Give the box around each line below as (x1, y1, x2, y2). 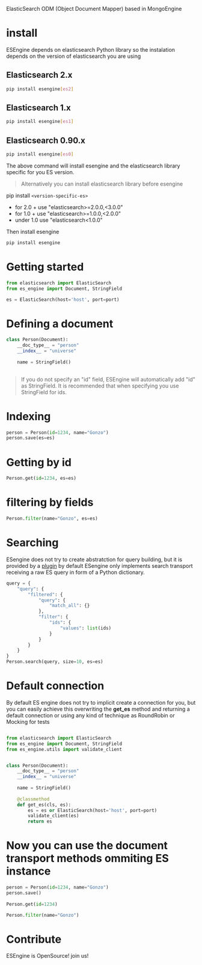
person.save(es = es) (6, 435, 55, 441)
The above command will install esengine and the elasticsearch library (6, 162, 180, 169)
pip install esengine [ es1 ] (6, 119, 74, 125)
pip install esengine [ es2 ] (6, 86, 74, 92)
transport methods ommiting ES (6, 852, 170, 866)
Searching (6, 536, 59, 550)
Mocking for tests (6, 718, 50, 725)
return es (28, 819, 52, 825)
